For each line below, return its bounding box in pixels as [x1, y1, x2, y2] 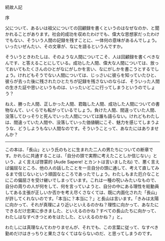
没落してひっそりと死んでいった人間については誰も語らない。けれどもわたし [5, 113, 160, 119]
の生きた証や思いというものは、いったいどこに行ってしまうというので [5, 85, 147, 90]
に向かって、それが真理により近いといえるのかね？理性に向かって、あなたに [5, 202, 159, 207]
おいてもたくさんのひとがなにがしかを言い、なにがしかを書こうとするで [9, 66, 155, 72]
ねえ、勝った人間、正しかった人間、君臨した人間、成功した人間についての [5, 101, 156, 107]
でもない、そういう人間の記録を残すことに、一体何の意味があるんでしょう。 [5, 37, 160, 43]
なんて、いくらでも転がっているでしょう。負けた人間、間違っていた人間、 [9, 107, 159, 113]
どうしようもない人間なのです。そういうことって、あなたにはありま [18, 125, 155, 131]
